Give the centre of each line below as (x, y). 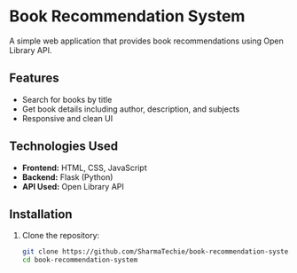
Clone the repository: (61, 236)
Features (34, 78)
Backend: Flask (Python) (67, 177)
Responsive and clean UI (67, 118)
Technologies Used (63, 147)
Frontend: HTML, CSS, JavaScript (85, 168)
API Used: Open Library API (73, 186)
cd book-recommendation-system (80, 260)
